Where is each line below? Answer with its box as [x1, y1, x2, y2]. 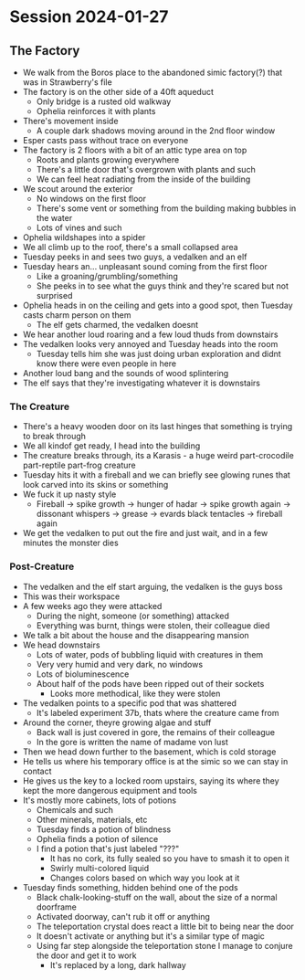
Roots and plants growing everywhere [36, 154, 180, 165]
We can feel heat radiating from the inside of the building [36, 174, 251, 184]
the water [36, 213, 73, 223]
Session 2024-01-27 [9, 6, 169, 27]
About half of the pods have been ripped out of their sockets [36, 678, 265, 689]
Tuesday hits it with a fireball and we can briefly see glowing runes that [22, 469, 290, 480]
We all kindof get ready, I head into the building [22, 440, 201, 451]
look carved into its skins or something [22, 479, 169, 490]
